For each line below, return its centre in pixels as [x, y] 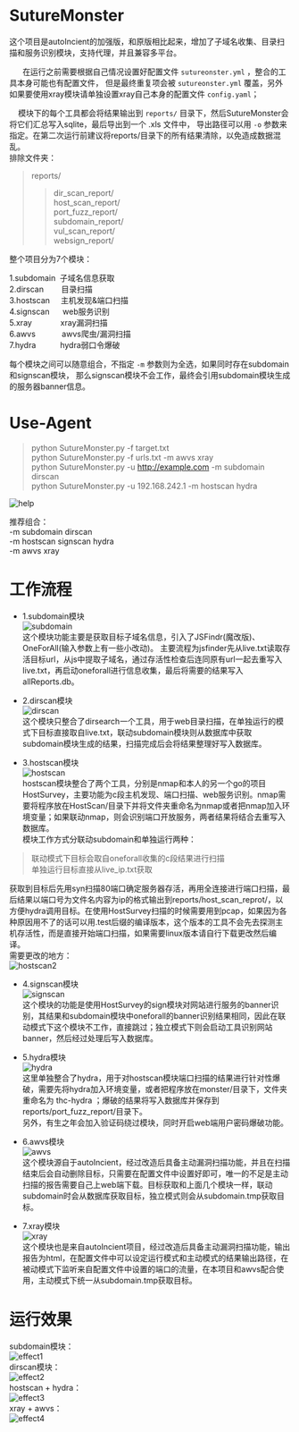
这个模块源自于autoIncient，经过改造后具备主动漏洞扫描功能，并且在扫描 [156, 1162]
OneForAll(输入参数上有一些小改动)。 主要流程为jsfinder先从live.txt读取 [152, 648]
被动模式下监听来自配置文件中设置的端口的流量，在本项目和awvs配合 [149, 1269]
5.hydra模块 [44, 1057]
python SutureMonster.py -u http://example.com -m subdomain [148, 467]
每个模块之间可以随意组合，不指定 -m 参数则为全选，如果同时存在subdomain [149, 364]
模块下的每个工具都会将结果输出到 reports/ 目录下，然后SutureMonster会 [153, 113]
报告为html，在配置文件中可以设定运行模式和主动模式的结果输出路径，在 [155, 1258]
